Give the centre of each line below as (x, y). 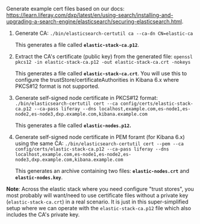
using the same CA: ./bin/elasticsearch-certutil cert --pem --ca (99, 143)
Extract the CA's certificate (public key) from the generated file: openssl (104, 56)
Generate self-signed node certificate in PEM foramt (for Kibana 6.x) (100, 137)
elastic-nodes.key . (39, 177)
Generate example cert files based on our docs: (65, 9)
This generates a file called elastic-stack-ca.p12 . (77, 45)
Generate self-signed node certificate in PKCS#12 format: (86, 98)
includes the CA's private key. (43, 214)
